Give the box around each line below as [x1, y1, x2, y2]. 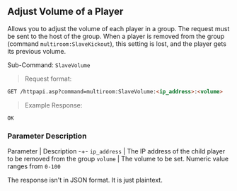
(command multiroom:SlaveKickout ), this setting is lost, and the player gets [7, 39, 226, 48]
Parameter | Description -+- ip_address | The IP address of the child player [7, 146, 226, 155]
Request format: [24, 74, 72, 83]
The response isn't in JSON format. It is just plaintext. [7, 175, 163, 184]
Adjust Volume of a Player [7, 6, 124, 18]
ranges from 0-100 [7, 162, 62, 170]
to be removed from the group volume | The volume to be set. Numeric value [7, 154, 229, 163]
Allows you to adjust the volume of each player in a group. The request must [7, 24, 230, 33]
